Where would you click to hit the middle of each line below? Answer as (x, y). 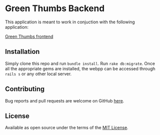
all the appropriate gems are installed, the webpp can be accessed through (80, 68)
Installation (22, 52)
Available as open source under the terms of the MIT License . (67, 128)
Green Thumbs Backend (55, 8)
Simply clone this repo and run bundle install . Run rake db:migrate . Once (80, 63)
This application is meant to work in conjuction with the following (70, 22)
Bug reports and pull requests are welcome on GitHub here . (65, 101)
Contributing (25, 89)
